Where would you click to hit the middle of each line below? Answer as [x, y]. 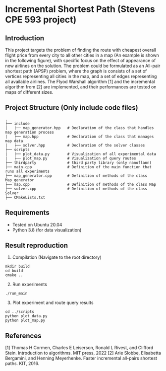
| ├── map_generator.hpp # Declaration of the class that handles [80, 128]
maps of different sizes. [29, 92]
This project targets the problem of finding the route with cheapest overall [81, 50]
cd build [14, 271]
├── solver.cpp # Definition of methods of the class [76, 189]
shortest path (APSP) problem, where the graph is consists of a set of [76, 71]
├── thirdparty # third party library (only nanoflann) [79, 162]
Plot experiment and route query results [53, 303]
